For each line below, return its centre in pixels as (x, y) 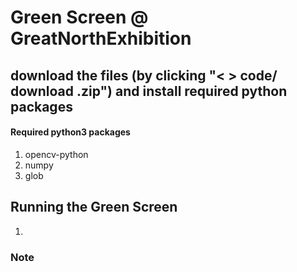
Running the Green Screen (94, 207)
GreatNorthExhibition (101, 38)
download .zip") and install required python (149, 91)
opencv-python (56, 154)
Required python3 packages (70, 132)
